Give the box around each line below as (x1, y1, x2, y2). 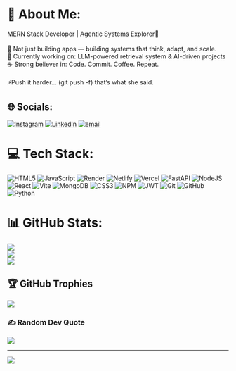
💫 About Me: (7, 6, 81, 23)
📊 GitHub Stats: (7, 215, 103, 231)
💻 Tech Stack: (7, 146, 94, 161)
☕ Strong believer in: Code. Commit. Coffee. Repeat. (7, 60, 159, 68)
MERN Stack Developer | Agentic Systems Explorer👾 (7, 30, 159, 38)
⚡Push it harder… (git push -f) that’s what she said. (7, 77, 155, 87)
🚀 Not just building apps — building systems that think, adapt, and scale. (7, 44, 217, 53)
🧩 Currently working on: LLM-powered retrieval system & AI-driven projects (7, 52, 226, 61)
